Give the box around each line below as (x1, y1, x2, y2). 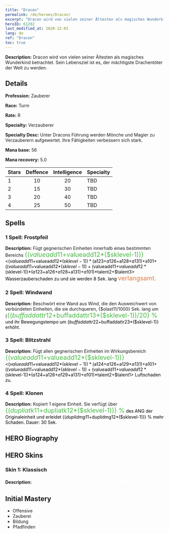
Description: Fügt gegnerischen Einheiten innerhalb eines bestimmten (5, 245, 151, 251)
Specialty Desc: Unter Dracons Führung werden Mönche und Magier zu (5, 131, 155, 138)
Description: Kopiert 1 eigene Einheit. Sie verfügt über (5, 401, 118, 407)
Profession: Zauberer (5, 93, 50, 99)
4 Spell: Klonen (5, 389, 44, 396)
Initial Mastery (5, 494, 51, 503)
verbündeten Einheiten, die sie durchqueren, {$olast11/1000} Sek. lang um (5, 306, 158, 312)
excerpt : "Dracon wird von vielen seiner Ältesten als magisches (5, 17, 145, 22)
